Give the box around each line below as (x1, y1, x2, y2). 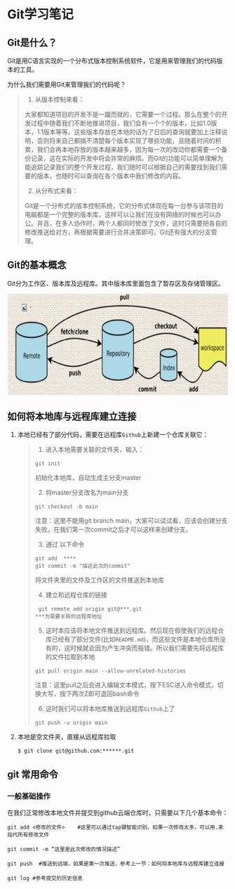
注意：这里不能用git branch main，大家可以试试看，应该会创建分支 (34, 517, 228, 525)
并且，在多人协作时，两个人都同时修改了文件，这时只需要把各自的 (36, 219, 228, 227)
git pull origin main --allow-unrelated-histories (34, 668, 187, 675)
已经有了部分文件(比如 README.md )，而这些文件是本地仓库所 (51, 635, 220, 644)
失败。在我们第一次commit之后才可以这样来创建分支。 (34, 525, 192, 534)
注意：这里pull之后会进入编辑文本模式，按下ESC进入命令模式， (34, 681, 217, 689)
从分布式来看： (34, 187, 79, 195)
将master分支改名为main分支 (45, 488, 129, 497)
